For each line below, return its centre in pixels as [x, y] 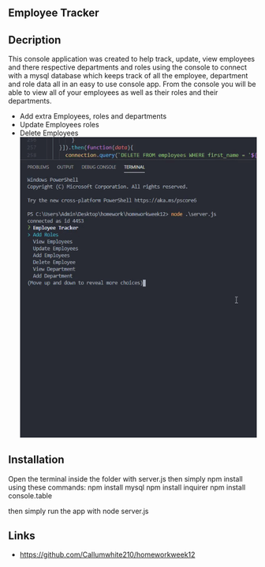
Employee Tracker [54, 13]
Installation [36, 460]
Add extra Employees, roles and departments [93, 116]
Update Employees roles [60, 125]
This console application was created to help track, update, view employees [132, 59]
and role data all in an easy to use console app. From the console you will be [132, 84]
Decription [35, 40]
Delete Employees [49, 133]
